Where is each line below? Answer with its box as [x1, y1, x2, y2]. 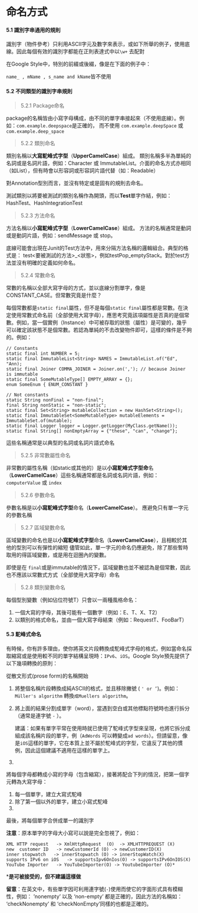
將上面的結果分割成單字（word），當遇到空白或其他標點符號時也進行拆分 [14, 705, 190, 712]
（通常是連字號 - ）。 [14, 712, 65, 719]
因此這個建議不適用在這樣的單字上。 [25, 747, 113, 754]
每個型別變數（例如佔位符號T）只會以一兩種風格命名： [6, 596, 139, 603]
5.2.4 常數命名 [20, 271, 56, 279]
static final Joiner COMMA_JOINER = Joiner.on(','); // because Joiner [6, 366, 186, 372]
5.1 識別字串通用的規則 [6, 26, 61, 33]
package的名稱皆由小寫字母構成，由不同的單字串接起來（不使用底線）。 [6, 114, 180, 122]
